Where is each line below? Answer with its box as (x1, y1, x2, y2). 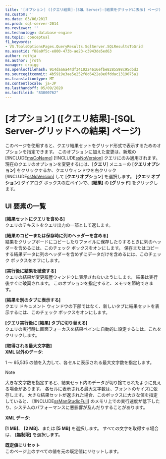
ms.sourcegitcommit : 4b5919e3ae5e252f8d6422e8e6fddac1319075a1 (5, 72, 139, 77)
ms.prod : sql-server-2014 (5, 21, 58, 26)
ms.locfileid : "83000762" (5, 90, 58, 95)
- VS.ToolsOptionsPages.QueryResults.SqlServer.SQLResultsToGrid (5, 44, 143, 49)
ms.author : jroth (5, 58, 41, 63)
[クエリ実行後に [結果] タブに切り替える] (5, 320, 88, 326)
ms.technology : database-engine (5, 30, 72, 35)
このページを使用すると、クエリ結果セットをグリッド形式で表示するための (5, 143, 157, 149)
